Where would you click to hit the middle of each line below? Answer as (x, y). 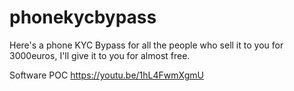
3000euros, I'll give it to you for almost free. (100, 55)
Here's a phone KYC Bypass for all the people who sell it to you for (146, 45)
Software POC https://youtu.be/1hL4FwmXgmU (106, 75)
